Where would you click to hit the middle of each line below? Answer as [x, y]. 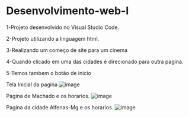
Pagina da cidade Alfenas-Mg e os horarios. [60, 107]
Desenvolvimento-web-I [68, 11]
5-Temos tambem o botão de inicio [49, 73]
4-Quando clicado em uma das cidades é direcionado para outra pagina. [95, 61]
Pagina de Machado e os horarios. [48, 96]
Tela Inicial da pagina [32, 84]
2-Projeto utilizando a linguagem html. [53, 38]
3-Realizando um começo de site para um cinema [67, 50]
